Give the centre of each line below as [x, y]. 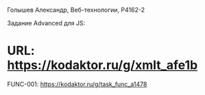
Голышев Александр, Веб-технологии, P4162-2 [76, 10]
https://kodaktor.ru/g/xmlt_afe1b [102, 65]
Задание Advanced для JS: [46, 23]
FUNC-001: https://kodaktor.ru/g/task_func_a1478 [77, 84]
